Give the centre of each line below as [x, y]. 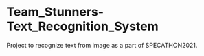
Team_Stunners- [55, 12]
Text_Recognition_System [82, 26]
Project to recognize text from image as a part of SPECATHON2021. [102, 45]
